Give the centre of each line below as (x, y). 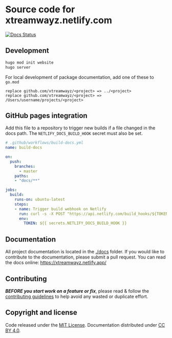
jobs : (11, 190)
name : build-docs (24, 148)
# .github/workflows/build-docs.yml (44, 143)
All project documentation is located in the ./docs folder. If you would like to (85, 252)
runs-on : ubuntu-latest (40, 200)
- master (28, 171)
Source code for (40, 9)
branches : (25, 166)
